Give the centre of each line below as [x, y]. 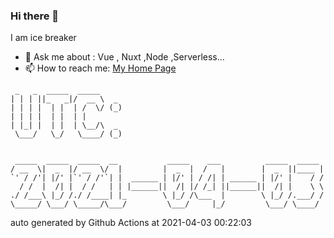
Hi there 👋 [35, 16]
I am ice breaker [43, 38]
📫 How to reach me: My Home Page [100, 68]
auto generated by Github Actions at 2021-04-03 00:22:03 [131, 223]
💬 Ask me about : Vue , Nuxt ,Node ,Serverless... [124, 57]
